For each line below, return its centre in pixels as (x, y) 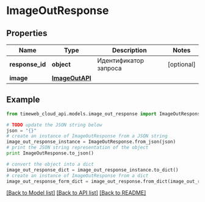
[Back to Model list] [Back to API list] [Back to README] (76, 193)
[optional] (182, 64)
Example (23, 100)
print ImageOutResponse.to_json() (50, 153)
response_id (28, 64)
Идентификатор (121, 60)
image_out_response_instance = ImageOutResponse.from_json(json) (91, 142)
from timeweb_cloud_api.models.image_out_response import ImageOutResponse (105, 114)
